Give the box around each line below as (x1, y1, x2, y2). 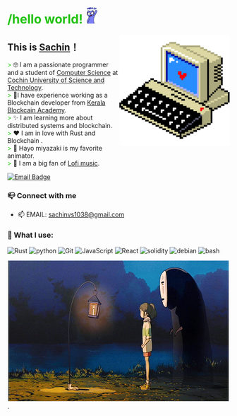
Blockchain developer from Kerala (7, 98, 106, 107)
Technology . (7, 83, 44, 92)
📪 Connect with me (7, 191, 77, 201)
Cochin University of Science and (7, 76, 105, 84)
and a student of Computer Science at (7, 69, 119, 77)
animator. (7, 151, 35, 160)
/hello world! (7, 11, 83, 28)
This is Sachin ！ (7, 41, 80, 53)
